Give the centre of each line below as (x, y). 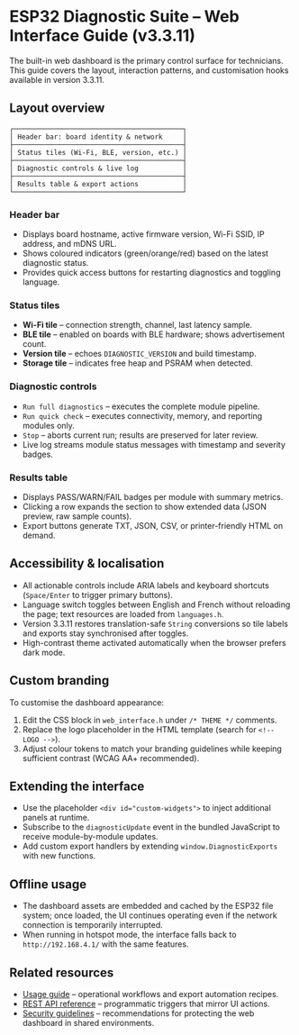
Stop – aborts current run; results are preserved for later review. (140, 435)
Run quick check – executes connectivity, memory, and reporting (142, 415)
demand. (39, 535)
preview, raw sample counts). (77, 516)
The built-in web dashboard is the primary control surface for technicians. (146, 60)
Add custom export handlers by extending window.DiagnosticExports (150, 846)
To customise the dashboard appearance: (87, 702)
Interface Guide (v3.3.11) (103, 36)
